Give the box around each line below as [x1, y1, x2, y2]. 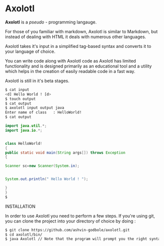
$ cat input [5, 87, 29, 92]
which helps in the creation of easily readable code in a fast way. [5, 68, 136, 74]
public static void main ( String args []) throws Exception [5, 150, 125, 155]
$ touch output [5, 96, 36, 101]
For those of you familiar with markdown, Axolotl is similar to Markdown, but [5, 28, 158, 34]
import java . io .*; [5, 128, 42, 133]
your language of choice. [5, 48, 56, 54]
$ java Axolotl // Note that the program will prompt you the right [5, 237, 147, 242]
